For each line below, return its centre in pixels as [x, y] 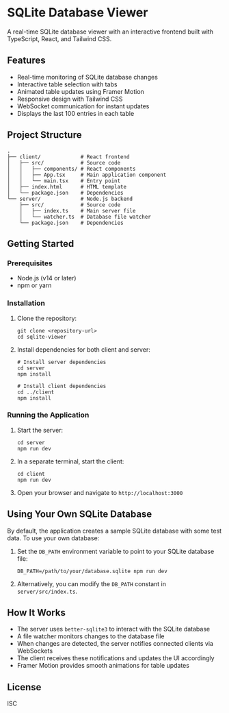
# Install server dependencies [62, 362]
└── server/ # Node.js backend [70, 199]
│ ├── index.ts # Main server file [78, 210]
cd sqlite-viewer [42, 337]
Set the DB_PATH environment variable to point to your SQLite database [116, 551]
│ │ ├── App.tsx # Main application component [87, 175]
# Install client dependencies [62, 386]
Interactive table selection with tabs [67, 84]
